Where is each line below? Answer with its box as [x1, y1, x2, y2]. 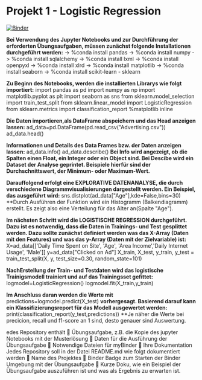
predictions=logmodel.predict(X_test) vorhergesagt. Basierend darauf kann [6, 297, 196, 304]
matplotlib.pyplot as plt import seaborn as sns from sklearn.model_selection [6, 92, 195, 100]
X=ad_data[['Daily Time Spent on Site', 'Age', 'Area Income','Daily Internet [6, 242, 188, 249]
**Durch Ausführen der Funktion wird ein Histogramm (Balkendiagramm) [6, 198, 188, 205]
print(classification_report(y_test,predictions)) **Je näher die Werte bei [6, 310, 185, 318]
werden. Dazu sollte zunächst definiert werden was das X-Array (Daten [6, 229, 189, 236]
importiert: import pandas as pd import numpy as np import [6, 86, 156, 93]
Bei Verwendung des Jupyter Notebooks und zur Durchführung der [6, 36, 178, 43]
